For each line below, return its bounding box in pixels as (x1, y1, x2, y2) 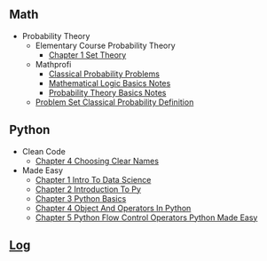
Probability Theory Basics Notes (48, 87, 167, 98)
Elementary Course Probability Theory (35, 40, 176, 51)
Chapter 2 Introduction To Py (35, 184, 142, 194)
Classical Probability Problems (48, 68, 160, 79)
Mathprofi (35, 59, 72, 69)
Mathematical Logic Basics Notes (48, 77, 171, 88)
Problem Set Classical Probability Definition (35, 97, 194, 107)
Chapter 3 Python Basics (35, 193, 127, 203)
